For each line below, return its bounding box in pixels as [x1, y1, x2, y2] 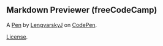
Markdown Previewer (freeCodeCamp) [6, 5, 157, 15]
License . [6, 33, 28, 40]
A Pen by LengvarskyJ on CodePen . [6, 21, 97, 28]
